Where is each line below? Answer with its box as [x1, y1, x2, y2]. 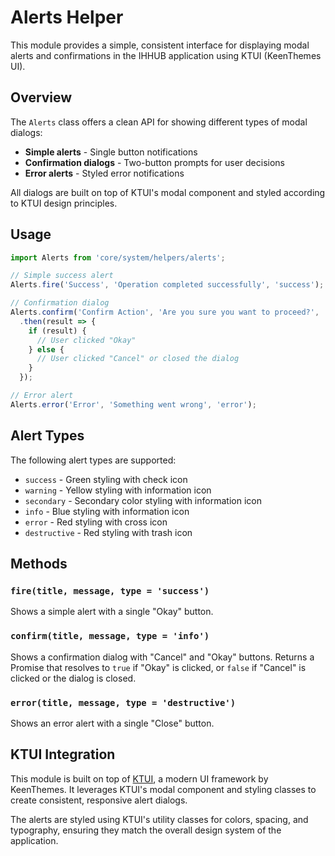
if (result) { [28, 326, 87, 336]
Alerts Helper [10, 6, 124, 29]
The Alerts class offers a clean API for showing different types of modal [10, 116, 308, 128]
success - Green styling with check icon [24, 473, 188, 485]
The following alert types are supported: [10, 454, 177, 466]
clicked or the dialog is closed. [10, 672, 137, 684]
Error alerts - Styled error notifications [24, 167, 185, 179]
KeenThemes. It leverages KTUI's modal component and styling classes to [10, 783, 317, 795]
